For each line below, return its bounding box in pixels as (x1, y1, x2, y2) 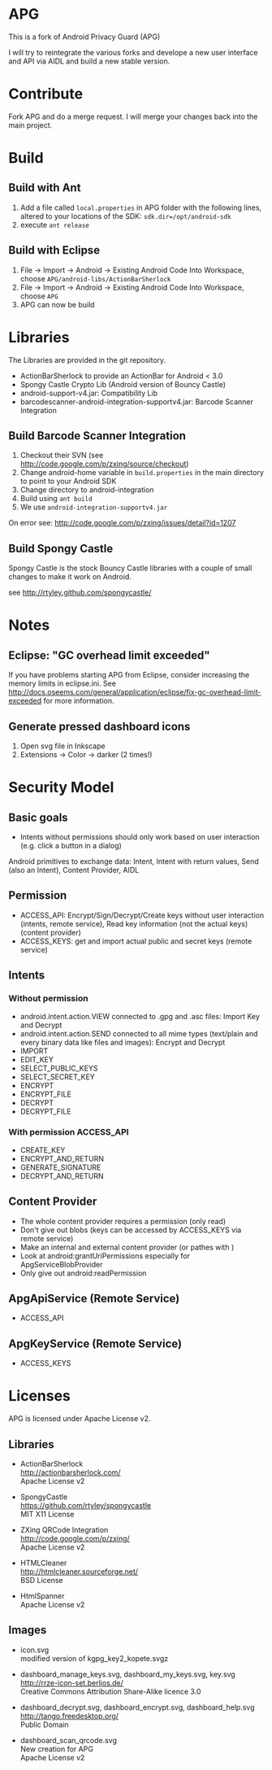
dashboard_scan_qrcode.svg (19, 1735, 118, 1745)
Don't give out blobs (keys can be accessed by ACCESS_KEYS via (19, 1225, 242, 1235)
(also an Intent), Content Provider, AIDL (8, 865, 140, 875)
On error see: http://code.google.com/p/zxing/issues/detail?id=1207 (8, 518, 236, 528)
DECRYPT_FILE (19, 1106, 71, 1116)
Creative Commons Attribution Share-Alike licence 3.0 (19, 1686, 201, 1696)
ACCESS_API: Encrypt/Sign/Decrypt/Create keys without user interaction (19, 910, 265, 920)
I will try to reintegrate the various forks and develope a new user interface (8, 47, 258, 57)
